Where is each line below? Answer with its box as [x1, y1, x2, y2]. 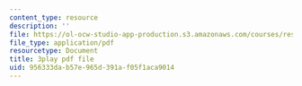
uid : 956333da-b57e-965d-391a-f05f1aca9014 [9, 64, 175, 73]
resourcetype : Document [9, 47, 99, 56]
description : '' [9, 21, 70, 30]
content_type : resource [9, 13, 99, 22]
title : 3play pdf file [9, 55, 94, 64]
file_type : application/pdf [9, 38, 115, 47]
